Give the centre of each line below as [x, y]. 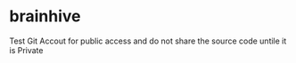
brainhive [45, 16]
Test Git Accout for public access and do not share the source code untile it [148, 41]
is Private [26, 50]
